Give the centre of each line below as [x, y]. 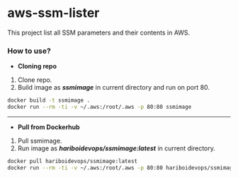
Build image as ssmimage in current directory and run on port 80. [114, 88]
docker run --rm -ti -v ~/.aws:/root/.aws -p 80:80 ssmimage [100, 107]
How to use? [29, 51]
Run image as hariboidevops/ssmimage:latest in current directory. [117, 148]
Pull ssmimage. [40, 141]
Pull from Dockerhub [49, 127]
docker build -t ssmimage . [49, 100]
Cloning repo [37, 66]
